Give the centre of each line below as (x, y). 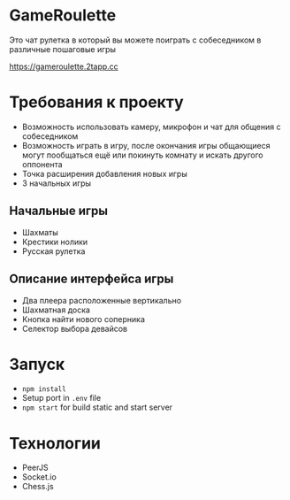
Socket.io (39, 477)
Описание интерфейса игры (92, 279)
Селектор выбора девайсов (75, 328)
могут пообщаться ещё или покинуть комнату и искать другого (142, 155)
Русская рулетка (53, 251)
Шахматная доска (56, 310)
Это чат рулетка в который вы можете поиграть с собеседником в (135, 40)
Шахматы (40, 232)
